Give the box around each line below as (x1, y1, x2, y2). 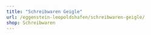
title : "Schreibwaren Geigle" (6, 8, 83, 15)
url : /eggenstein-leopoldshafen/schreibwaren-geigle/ (6, 14, 146, 20)
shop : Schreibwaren (6, 20, 56, 26)
